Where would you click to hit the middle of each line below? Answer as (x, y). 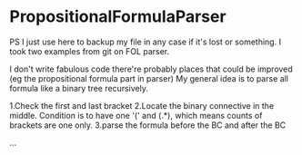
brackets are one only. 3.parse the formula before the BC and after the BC (148, 125)
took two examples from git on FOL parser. (90, 51)
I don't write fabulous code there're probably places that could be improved (151, 69)
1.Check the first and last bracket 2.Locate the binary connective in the (142, 105)
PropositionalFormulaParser (118, 17)
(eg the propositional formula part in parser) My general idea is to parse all (149, 78)
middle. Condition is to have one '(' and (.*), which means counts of (136, 115)
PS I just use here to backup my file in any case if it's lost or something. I (146, 42)
